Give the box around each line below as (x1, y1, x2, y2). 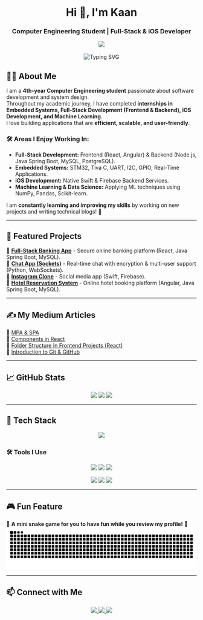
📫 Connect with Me (6, 587, 83, 598)
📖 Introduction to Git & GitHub (6, 348, 80, 355)
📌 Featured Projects (6, 231, 82, 241)
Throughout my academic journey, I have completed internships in (6, 100, 173, 107)
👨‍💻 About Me (6, 71, 57, 81)
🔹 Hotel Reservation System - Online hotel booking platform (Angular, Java (6, 279, 195, 287)
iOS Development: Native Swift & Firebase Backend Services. (14, 177, 169, 184)
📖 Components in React (6, 335, 65, 343)
